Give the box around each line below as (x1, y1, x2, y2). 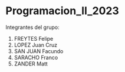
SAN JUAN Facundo (14, 47, 64, 54)
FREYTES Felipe (14, 35, 54, 42)
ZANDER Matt (14, 60, 48, 67)
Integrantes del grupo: (5, 24, 60, 31)
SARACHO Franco (14, 54, 58, 61)
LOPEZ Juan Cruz (14, 41, 57, 48)
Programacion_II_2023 (5, 4, 119, 18)
